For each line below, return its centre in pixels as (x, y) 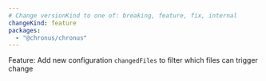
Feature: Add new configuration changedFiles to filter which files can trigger (133, 60)
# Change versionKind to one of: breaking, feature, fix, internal (123, 15)
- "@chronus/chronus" (52, 38)
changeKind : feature (43, 23)
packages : (25, 30)
